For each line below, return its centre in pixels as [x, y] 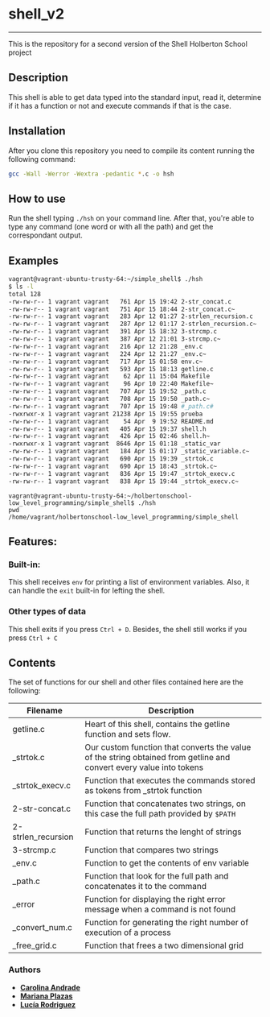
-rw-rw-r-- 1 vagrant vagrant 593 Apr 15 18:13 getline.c [111, 369]
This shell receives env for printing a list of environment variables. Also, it [129, 582]
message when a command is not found [160, 909]
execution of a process [128, 932]
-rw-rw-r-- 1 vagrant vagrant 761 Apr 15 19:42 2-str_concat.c [120, 302]
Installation [37, 131]
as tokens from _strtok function [143, 791]
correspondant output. [45, 235]
